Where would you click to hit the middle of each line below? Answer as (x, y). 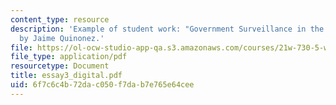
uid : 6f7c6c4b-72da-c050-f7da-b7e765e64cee (102, 85)
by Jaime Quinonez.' (62, 38)
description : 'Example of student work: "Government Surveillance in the (167, 29)
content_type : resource (60, 19)
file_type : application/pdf (69, 57)
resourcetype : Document (60, 66)
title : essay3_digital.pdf (66, 76)
